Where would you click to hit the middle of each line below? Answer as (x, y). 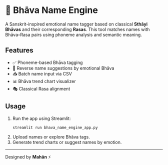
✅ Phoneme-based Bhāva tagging (47, 62)
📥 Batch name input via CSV (42, 73)
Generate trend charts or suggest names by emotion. (67, 142)
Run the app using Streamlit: (41, 118)
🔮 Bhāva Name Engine (52, 10)
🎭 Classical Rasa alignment (41, 88)
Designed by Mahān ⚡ (28, 157)
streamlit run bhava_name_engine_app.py (55, 127)
